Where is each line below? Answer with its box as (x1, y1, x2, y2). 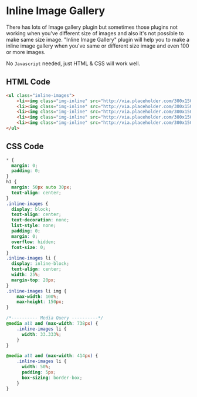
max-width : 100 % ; (16, 294, 59, 300)
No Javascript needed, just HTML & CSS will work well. (6, 60, 141, 67)
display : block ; (11, 206, 51, 212)
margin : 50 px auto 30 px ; (11, 184, 72, 190)
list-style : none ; (11, 223, 57, 228)
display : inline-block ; (11, 261, 69, 267)
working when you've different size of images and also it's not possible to (6, 29, 184, 36)
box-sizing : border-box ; (21, 375, 83, 381)
